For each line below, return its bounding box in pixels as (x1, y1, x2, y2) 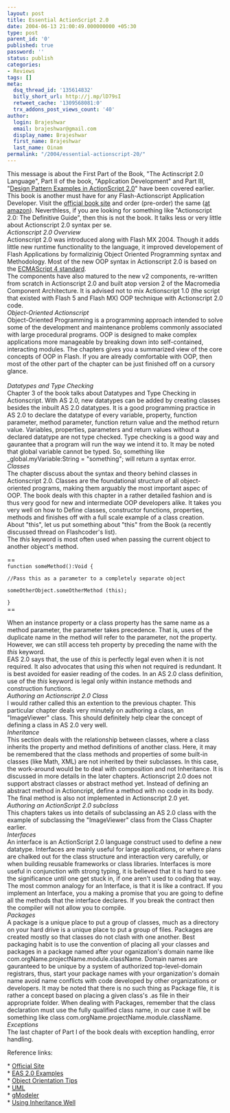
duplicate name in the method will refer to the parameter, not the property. (7, 633, 218, 641)
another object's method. (7, 542, 79, 550)
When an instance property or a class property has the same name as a (7, 618, 210, 627)
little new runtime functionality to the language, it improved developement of (7, 242, 223, 251)
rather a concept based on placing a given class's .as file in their (7, 991, 190, 999)
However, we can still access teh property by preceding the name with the (7, 640, 218, 649)
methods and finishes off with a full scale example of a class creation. (7, 513, 205, 521)
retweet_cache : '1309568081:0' (13, 100, 103, 107)
